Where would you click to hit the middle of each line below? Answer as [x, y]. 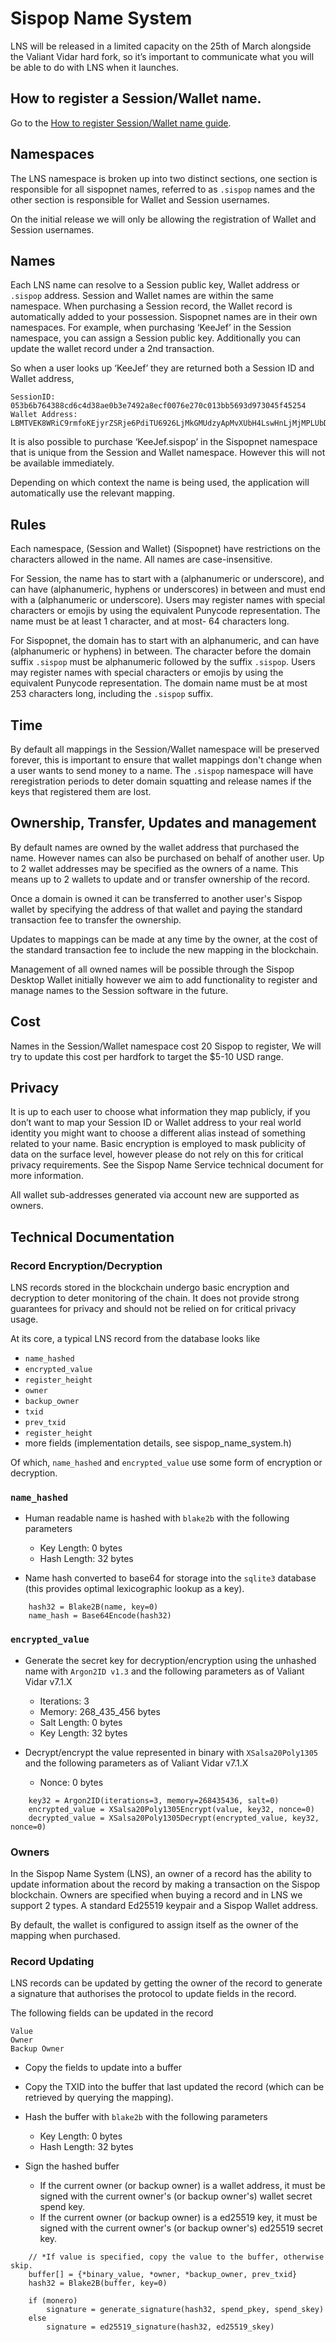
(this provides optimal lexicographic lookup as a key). [134, 1589]
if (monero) [53, 2301]
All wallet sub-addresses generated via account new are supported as [155, 1195]
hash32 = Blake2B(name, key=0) [93, 1607]
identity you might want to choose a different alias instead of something [158, 1133]
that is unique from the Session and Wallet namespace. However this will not [168, 453]
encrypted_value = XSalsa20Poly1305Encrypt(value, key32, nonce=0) [171, 1809]
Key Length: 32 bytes [83, 1733]
